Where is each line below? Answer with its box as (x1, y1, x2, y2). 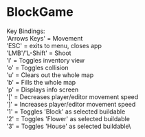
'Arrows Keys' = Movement (6, 34, 83, 42)
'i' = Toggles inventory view (6, 56, 85, 64)
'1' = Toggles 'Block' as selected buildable (6, 107, 126, 116)
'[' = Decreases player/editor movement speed (6, 92, 139, 101)
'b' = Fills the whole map (6, 78, 76, 86)
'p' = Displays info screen (6, 85, 79, 94)
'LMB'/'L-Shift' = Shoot (6, 49, 71, 57)
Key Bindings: (6, 27, 45, 35)
